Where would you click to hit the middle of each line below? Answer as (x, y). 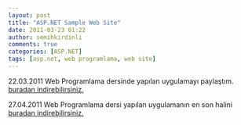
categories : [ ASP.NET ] (45, 52)
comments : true (33, 45)
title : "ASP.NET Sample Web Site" (65, 23)
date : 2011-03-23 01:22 (47, 30)
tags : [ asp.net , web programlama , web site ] (82, 59)
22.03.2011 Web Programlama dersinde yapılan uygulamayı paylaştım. (121, 81)
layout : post (29, 15)
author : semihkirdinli (45, 37)
